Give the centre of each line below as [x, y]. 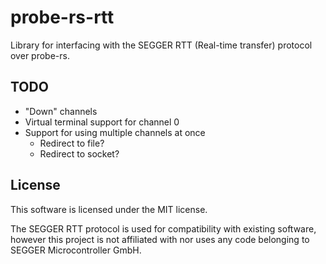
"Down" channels [61, 111]
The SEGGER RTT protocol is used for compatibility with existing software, [163, 228]
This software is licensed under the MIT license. [109, 209]
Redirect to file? [72, 143]
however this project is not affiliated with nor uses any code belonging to [160, 239]
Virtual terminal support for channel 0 [102, 122]
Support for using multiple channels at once [115, 132]
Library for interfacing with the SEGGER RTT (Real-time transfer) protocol [161, 45]
